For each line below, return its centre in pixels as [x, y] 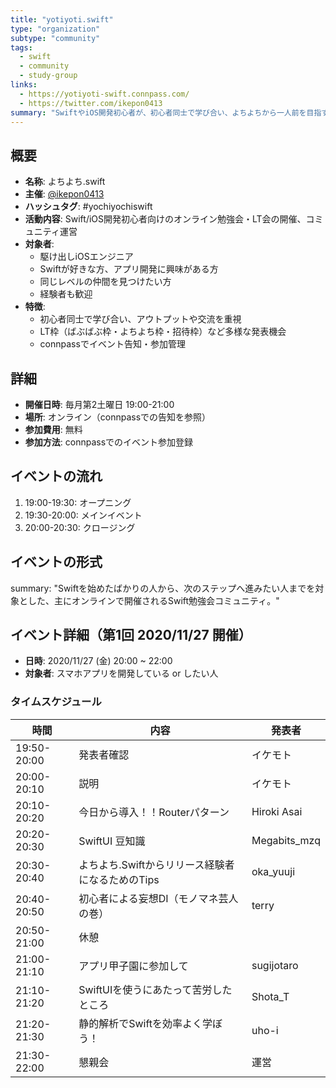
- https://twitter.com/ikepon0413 [91, 103]
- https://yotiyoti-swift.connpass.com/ [104, 94]
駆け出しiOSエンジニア [86, 257]
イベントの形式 [56, 562]
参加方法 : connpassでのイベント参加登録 [109, 442]
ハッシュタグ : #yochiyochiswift [88, 207]
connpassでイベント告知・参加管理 [112, 344]
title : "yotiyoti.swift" [62, 19]
